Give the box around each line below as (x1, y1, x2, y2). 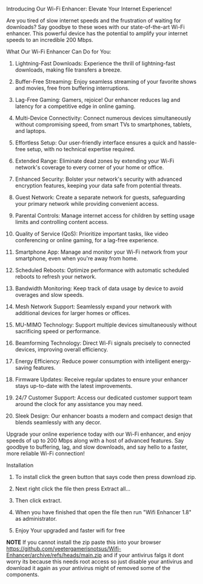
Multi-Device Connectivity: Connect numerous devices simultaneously (15, 115, 191, 121)
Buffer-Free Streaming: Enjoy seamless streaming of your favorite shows (15, 78, 197, 85)
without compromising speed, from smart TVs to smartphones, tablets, (15, 121, 192, 128)
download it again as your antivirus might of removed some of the (6, 565, 171, 571)
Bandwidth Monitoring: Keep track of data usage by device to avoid (15, 285, 184, 292)
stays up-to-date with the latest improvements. (15, 382, 133, 389)
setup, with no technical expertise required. (27, 146, 135, 152)
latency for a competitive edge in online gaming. (15, 103, 136, 110)
